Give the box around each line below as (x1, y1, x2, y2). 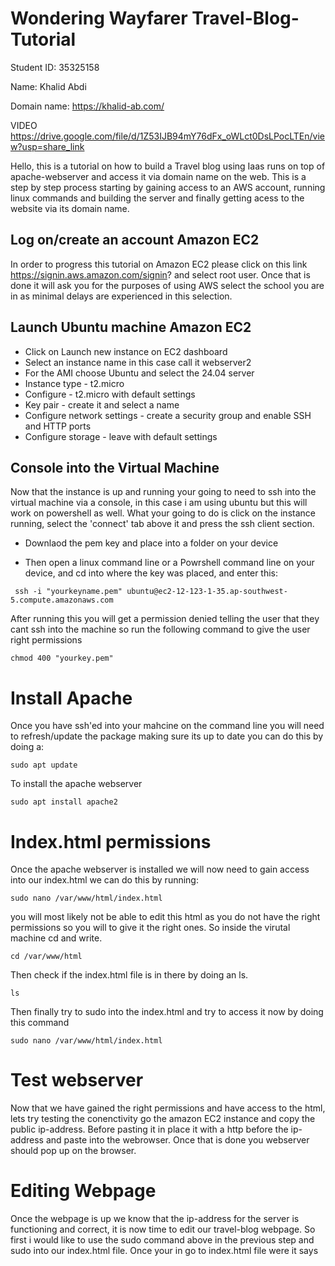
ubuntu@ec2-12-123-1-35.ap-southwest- (126, 587, 288, 597)
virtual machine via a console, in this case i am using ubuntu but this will (10, 497, 308, 509)
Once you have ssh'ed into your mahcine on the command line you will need (10, 720, 325, 732)
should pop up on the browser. (10, 1145, 137, 1157)
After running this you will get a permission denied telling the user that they (10, 613, 320, 625)
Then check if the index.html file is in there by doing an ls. (10, 969, 249, 981)
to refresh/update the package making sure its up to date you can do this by (10, 730, 324, 742)
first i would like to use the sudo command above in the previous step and (10, 1234, 315, 1246)
